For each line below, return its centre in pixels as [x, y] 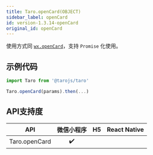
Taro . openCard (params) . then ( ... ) [48, 91]
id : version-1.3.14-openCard [42, 23]
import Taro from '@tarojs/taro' [48, 81]
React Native [125, 129]
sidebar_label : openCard [37, 17]
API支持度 [25, 112]
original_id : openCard [34, 28]
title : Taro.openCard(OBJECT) [44, 12]
